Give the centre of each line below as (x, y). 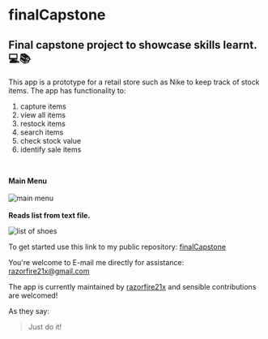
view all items (43, 115)
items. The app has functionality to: (67, 90)
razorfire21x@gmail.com (49, 271)
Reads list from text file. (49, 215)
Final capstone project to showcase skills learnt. (133, 45)
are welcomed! (33, 295)
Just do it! (45, 327)
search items (42, 132)
